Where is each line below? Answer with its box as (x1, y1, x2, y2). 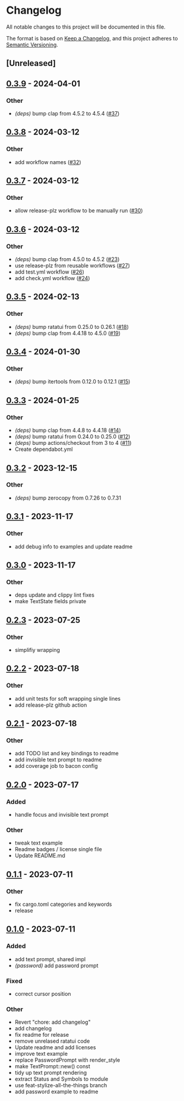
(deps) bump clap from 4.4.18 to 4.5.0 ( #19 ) (14, 330, 120, 337)
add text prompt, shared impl (14, 955, 86, 962)
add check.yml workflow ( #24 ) (14, 275, 90, 282)
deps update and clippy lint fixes (14, 591, 95, 598)
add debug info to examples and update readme (14, 542, 133, 550)
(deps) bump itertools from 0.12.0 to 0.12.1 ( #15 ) (14, 378, 131, 385)
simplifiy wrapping (14, 646, 61, 653)
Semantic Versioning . (6, 41, 58, 48)
